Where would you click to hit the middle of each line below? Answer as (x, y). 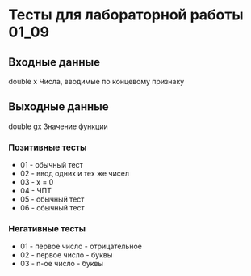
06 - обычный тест (52, 208)
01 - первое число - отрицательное (81, 246)
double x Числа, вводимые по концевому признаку (96, 81)
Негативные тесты (47, 229)
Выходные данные (59, 107)
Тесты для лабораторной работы (126, 15)
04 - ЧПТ (36, 191)
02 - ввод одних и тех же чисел (74, 174)
